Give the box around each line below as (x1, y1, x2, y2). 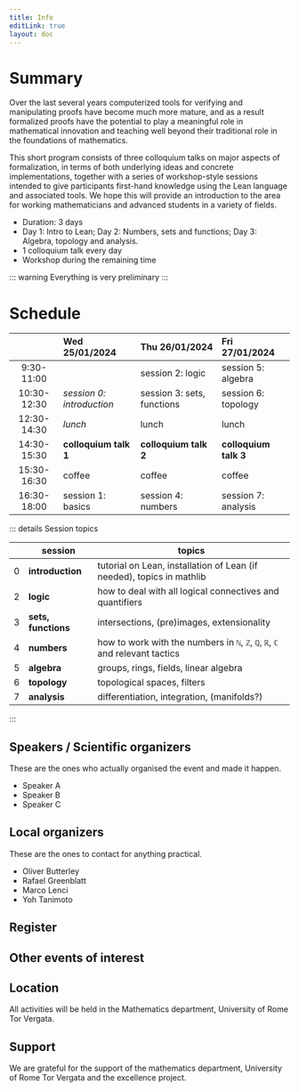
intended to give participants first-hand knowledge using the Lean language (9, 181, 287, 191)
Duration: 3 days (21, 217, 83, 228)
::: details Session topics (9, 523, 99, 534)
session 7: (221, 489, 265, 502)
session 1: (62, 489, 107, 502)
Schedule (9, 303, 82, 323)
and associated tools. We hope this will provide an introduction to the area (9, 190, 281, 201)
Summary (9, 68, 83, 88)
